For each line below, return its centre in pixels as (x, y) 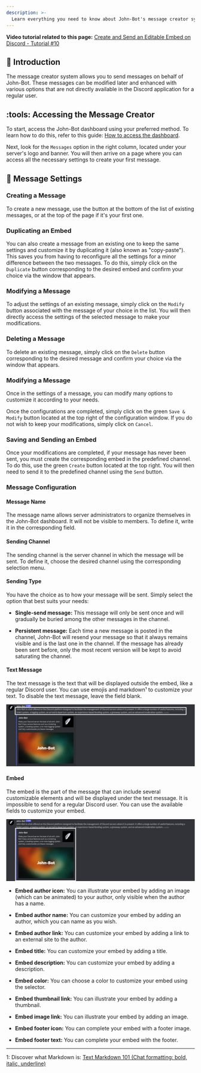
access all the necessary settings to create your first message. (83, 160)
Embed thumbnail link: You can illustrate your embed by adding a (96, 999)
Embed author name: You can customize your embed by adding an (98, 915)
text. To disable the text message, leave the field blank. (74, 696)
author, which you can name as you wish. (66, 921)
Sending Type (24, 582)
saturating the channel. (43, 656)
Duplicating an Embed (39, 230)
